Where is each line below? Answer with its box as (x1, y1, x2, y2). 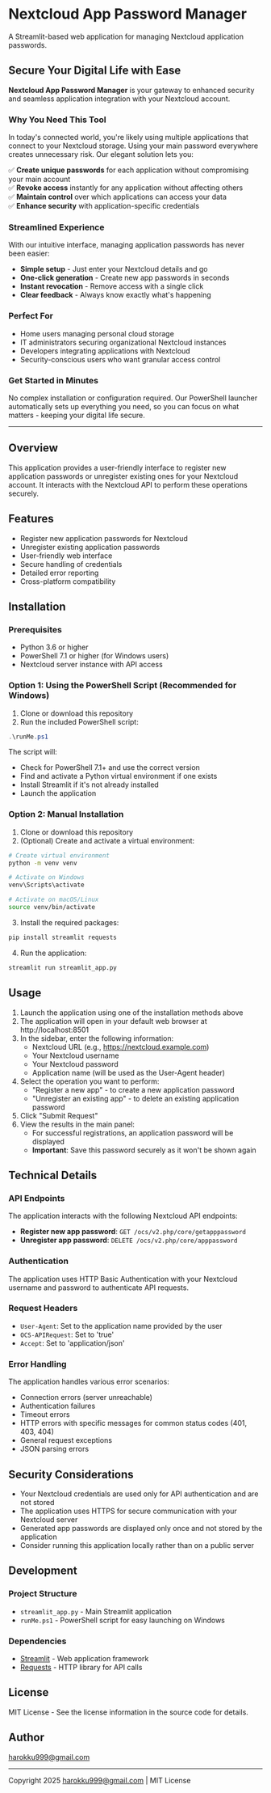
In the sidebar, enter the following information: (19, 1033, 174, 1043)
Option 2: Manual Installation (8, 809, 124, 820)
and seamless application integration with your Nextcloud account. (8, 94, 231, 104)
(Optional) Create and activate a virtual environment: (19, 835, 195, 845)
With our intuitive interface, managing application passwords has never (8, 240, 245, 250)
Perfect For (8, 311, 54, 322)
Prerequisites (8, 624, 62, 635)
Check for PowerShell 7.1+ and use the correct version (19, 763, 200, 772)
